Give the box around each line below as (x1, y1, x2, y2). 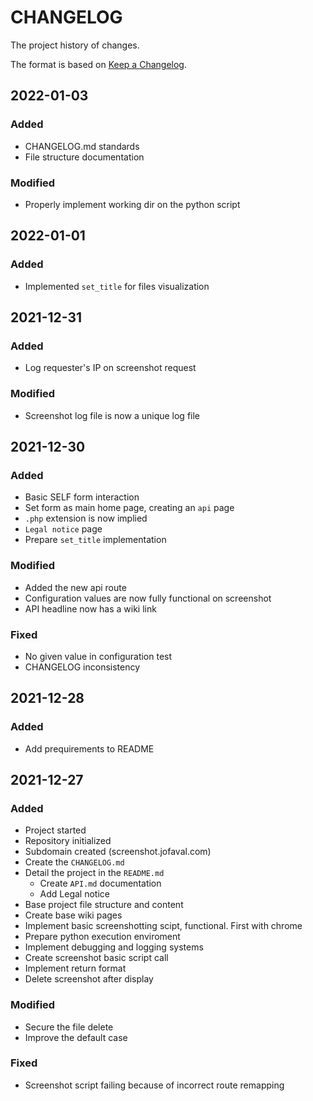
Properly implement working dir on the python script (24, 198, 241, 210)
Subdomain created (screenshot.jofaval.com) (24, 846, 212, 858)
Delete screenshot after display (24, 973, 154, 985)
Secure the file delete (24, 1021, 114, 1033)
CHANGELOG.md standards (24, 140, 140, 152)
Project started (24, 824, 87, 836)
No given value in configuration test (24, 650, 173, 662)
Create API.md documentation (39, 877, 162, 890)
